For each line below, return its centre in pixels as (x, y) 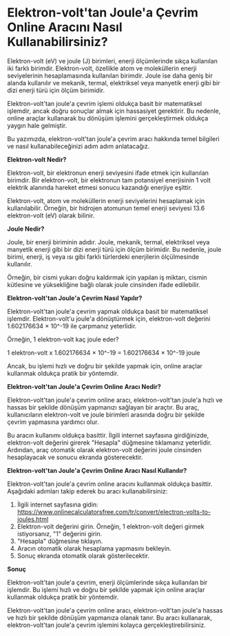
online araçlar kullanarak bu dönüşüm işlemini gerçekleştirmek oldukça (108, 118)
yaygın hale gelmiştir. (37, 125)
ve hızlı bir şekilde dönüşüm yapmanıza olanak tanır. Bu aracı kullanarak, (109, 617)
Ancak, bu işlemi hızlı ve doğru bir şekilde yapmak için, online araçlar (105, 365)
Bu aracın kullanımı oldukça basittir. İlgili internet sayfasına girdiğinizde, (108, 435)
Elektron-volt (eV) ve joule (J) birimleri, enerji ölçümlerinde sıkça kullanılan (113, 61)
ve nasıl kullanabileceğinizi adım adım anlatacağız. (79, 146)
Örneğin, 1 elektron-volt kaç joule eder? (63, 339)
